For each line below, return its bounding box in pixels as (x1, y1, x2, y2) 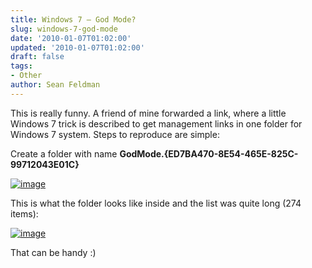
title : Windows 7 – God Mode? (10, 14, 137, 25)
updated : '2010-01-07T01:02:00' (10, 42, 145, 53)
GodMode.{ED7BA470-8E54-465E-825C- (119, 147, 299, 160)
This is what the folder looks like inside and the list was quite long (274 (10, 197, 302, 209)
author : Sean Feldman (10, 80, 101, 90)
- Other (10, 71, 43, 81)
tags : (10, 61, 33, 71)
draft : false (10, 52, 65, 62)
